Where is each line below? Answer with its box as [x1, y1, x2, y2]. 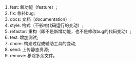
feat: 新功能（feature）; [9, 4, 58, 10]
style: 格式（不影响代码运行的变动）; [9, 22, 83, 28]
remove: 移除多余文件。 [9, 53, 58, 58]
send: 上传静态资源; [9, 47, 50, 52]
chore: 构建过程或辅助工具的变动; [9, 41, 77, 46]
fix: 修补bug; [9, 10, 35, 16]
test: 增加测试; [9, 34, 39, 40]
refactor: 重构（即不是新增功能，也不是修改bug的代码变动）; [9, 29, 132, 34]
